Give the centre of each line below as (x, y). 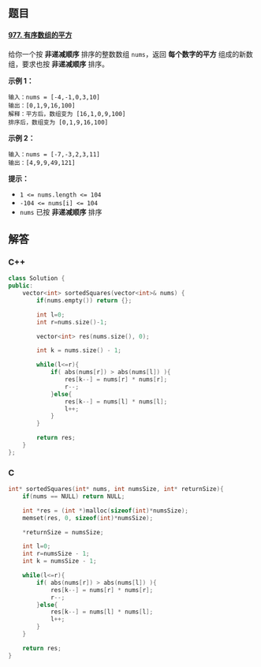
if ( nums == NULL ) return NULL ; (74, 496)
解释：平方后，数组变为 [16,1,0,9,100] (67, 114)
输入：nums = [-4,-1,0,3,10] (54, 97)
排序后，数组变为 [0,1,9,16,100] (58, 122)
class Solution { (37, 279)
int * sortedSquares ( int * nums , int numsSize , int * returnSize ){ (116, 489)
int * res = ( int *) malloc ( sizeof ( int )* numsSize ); (106, 511)
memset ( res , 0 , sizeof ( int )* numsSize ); (88, 518)
